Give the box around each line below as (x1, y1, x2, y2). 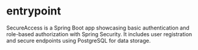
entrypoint (6, 4, 62, 18)
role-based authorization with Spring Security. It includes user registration (6, 30, 193, 37)
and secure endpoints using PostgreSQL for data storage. (6, 37, 151, 44)
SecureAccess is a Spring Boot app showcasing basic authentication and (6, 24, 190, 31)
